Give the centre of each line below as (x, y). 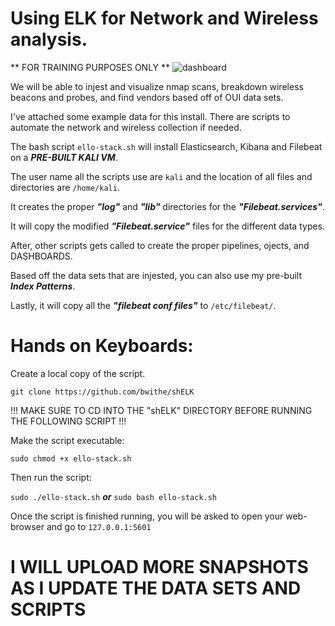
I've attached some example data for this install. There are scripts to (150, 116)
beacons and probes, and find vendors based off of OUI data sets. (147, 97)
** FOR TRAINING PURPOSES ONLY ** (90, 67)
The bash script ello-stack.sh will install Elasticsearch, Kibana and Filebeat (166, 146)
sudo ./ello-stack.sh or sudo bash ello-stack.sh (114, 496)
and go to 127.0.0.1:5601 (99, 526)
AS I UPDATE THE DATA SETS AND (156, 588)
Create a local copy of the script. (78, 373)
